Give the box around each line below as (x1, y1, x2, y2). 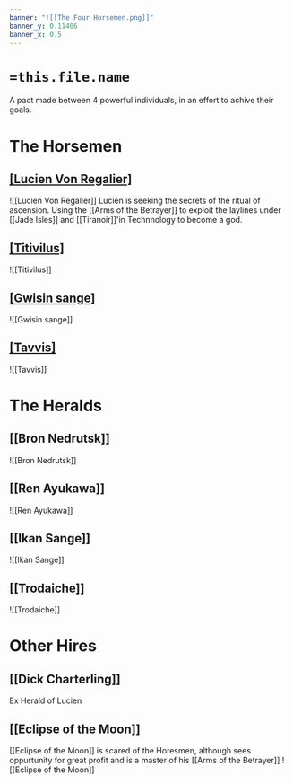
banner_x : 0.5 (9, 30, 63, 39)
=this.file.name (9, 68, 130, 85)
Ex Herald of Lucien (9, 695, 82, 706)
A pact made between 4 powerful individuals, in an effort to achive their (9, 95, 274, 106)
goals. (9, 104, 32, 115)
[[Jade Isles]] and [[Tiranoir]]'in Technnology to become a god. (9, 215, 243, 225)
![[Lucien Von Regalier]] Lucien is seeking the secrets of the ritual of (9, 195, 262, 207)
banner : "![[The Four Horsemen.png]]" (9, 13, 154, 22)
